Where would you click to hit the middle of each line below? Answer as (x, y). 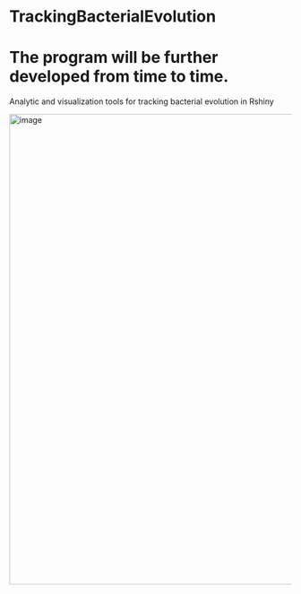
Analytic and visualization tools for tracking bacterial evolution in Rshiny (142, 101)
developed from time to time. (119, 77)
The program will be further (114, 58)
